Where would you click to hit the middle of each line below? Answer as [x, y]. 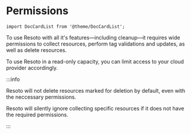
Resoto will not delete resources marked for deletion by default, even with [96, 90]
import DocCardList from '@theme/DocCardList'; [66, 27]
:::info [13, 79]
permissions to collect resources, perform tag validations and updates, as [95, 44]
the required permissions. [37, 115]
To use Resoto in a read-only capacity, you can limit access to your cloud [95, 61]
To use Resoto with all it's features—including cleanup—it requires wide [93, 37]
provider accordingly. [32, 68]
